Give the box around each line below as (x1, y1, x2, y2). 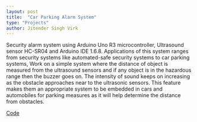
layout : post (6, 8, 39, 15)
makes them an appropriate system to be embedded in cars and (6, 85, 163, 92)
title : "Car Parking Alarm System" (6, 14, 97, 20)
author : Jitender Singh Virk (6, 25, 78, 31)
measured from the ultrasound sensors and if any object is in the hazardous (6, 66, 192, 74)
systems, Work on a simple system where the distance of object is (6, 60, 168, 68)
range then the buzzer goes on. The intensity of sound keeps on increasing (6, 73, 190, 80)
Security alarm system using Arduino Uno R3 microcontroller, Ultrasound (6, 41, 184, 49)
